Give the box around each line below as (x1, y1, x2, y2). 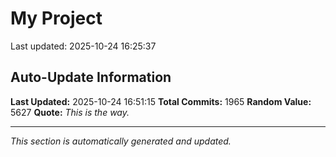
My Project (10, 7, 103, 30)
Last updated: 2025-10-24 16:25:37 (10, 40, 157, 52)
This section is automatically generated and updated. (10, 135, 232, 147)
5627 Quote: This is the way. (10, 106, 130, 118)
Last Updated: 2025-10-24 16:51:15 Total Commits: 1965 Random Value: (10, 95, 312, 107)
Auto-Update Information (10, 69, 172, 86)
